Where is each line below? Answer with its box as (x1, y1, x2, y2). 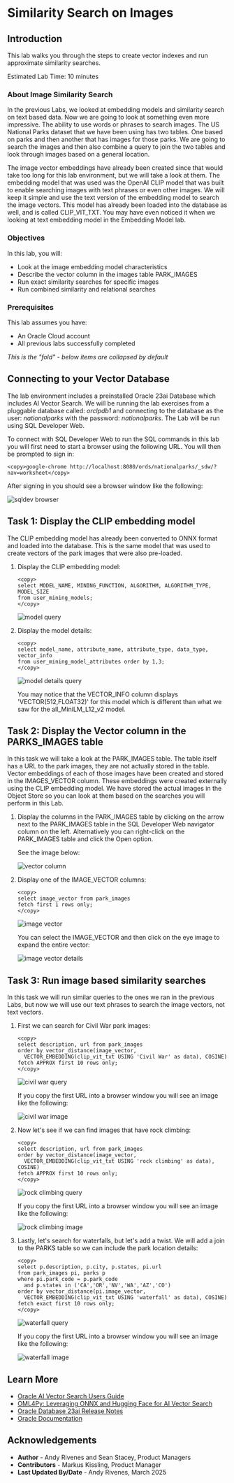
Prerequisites (7, 302, 54, 312)
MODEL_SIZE (17, 588, 50, 595)
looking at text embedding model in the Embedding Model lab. (7, 215, 187, 224)
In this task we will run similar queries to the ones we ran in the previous (7, 993, 214, 1001)
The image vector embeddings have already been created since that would (7, 164, 224, 172)
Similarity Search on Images (7, 5, 174, 21)
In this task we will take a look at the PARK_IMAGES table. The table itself (7, 754, 217, 763)
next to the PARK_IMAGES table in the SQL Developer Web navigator (17, 820, 214, 829)
